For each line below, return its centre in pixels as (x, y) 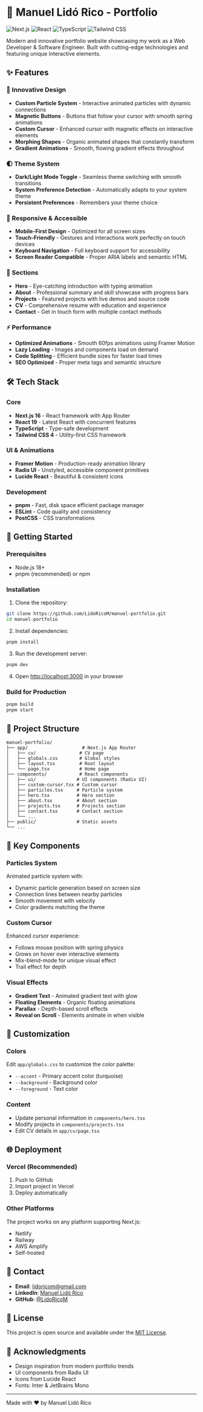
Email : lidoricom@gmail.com (50, 1286)
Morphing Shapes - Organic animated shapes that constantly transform (105, 141)
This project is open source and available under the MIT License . (87, 1333)
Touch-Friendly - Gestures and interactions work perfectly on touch (100, 238)
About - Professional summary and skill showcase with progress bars (102, 292)
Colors (16, 1051)
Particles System (32, 863)
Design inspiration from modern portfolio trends (74, 1366)
